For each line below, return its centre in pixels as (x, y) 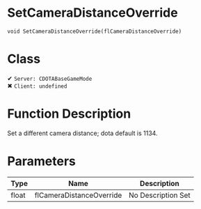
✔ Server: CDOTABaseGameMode (50, 78)
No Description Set (160, 195)
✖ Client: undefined (37, 86)
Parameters (42, 161)
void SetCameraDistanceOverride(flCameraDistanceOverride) (95, 31)
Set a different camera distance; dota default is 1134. (82, 133)
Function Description (69, 114)
